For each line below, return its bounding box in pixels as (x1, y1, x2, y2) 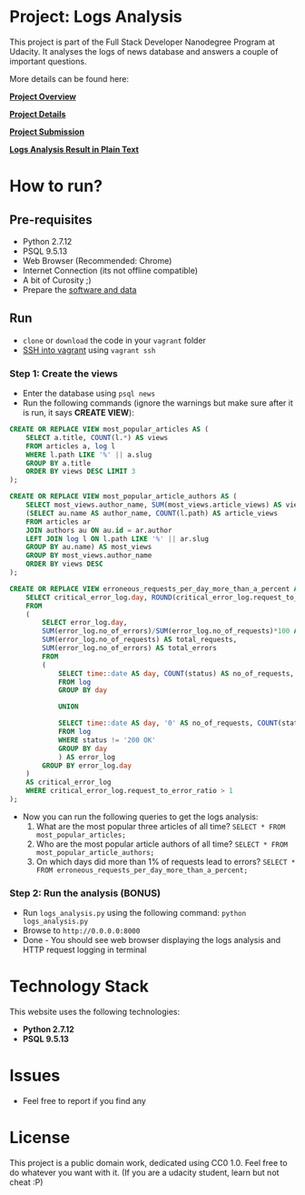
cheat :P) (9, 1177, 44, 1188)
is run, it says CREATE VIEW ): (22, 407, 134, 418)
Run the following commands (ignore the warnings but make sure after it (22, 397, 293, 408)
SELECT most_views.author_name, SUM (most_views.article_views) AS (25, 500, 282, 510)
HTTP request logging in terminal (22, 944, 147, 956)
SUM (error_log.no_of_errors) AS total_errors (42, 644, 218, 653)
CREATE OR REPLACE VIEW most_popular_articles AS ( (9, 425, 209, 434)
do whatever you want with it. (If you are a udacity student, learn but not (9, 1167, 280, 1179)
